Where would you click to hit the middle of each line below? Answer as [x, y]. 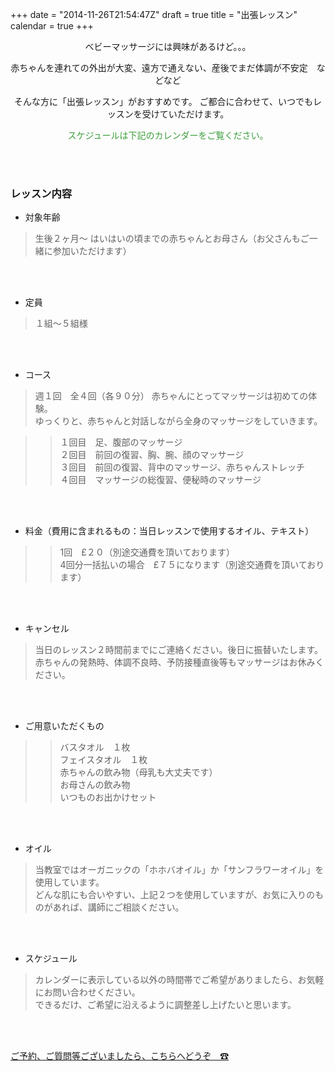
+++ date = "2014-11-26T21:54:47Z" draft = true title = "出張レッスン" [154, 14]
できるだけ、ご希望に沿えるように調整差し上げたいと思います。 [165, 1005]
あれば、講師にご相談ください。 [118, 907]
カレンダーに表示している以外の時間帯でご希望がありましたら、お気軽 [179, 980]
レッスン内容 [41, 193]
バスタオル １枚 [95, 747]
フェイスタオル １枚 [103, 760]
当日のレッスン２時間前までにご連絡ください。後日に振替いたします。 [179, 650]
